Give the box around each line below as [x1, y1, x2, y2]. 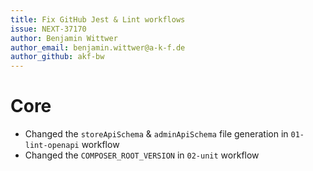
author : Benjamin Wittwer [10, 33, 118, 43]
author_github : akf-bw [10, 52, 105, 62]
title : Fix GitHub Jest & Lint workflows [10, 14, 186, 25]
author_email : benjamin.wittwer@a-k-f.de [10, 42, 186, 53]
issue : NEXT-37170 [10, 24, 87, 34]
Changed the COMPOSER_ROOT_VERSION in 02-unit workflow [24, 149, 260, 161]
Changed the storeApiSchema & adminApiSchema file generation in [24, 128, 289, 140]
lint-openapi [24, 141, 80, 151]
